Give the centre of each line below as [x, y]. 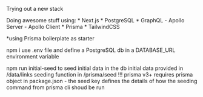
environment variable [33, 56]
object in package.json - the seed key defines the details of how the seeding [102, 81]
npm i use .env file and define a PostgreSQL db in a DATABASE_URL [91, 50]
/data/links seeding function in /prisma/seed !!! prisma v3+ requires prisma [100, 74]
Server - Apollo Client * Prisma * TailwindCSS [63, 27]
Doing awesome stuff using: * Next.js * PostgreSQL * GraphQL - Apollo [95, 20]
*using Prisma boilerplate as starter [51, 38]
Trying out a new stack [35, 9]
